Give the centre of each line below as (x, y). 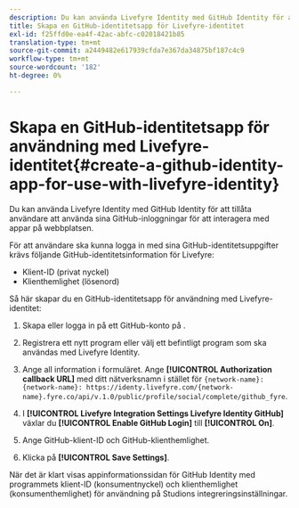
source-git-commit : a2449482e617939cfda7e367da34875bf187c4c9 (127, 51)
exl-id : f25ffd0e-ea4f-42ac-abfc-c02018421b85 (97, 34)
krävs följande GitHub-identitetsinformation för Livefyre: (112, 254)
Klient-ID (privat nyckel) (65, 272)
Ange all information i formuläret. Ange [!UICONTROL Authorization (147, 369)
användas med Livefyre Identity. (81, 352)
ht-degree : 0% (36, 76)
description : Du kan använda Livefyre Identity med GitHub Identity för (147, 17)
